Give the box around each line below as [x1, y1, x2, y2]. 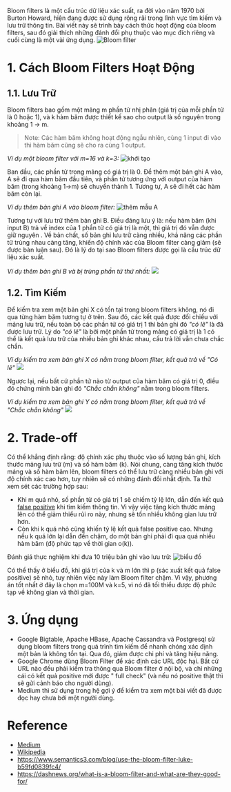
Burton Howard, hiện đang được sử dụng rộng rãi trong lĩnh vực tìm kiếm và [7, 14, 222, 22]
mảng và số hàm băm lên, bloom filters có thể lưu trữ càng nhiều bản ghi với [7, 467, 223, 476]
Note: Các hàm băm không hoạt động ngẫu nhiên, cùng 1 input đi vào [23, 134, 221, 141]
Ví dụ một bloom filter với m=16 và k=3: [7, 154, 119, 162]
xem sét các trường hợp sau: [7, 482, 88, 490]
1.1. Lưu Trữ [7, 87, 57, 99]
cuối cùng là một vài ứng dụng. [7, 36, 95, 44]
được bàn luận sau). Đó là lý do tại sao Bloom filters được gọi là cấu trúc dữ [7, 245, 221, 254]
